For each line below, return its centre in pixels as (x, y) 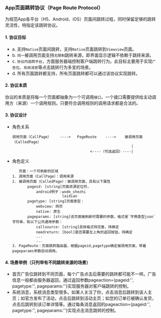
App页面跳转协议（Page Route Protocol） (54, 7)
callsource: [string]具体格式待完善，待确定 (78, 227)
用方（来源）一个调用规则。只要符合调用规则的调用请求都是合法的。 (73, 103)
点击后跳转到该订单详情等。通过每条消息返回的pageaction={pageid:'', (81, 304)
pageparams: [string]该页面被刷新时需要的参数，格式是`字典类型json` (91, 217)
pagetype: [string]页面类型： (56, 201)
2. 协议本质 (16, 85)
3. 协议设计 (16, 115)
